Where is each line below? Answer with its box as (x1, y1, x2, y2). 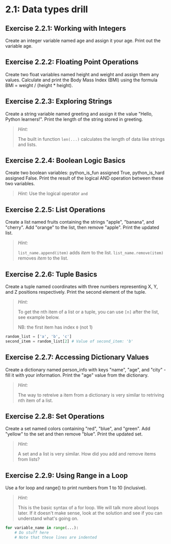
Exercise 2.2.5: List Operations (5, 205, 106, 214)
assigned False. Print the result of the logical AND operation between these (5, 175, 164, 181)
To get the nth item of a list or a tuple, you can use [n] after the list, (17, 309, 159, 315)
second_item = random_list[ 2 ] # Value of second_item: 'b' (5, 339, 134, 344)
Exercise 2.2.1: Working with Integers (5, 24, 127, 33)
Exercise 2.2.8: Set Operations (5, 412, 105, 421)
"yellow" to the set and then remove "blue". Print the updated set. (5, 431, 143, 437)
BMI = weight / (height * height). (5, 82, 73, 88)
